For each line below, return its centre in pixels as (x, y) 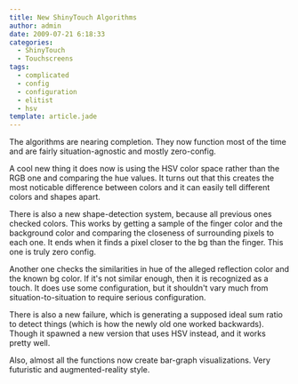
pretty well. (30, 343)
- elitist (35, 100)
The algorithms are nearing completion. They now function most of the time (148, 142)
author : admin (36, 26)
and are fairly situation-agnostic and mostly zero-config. (113, 151)
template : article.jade (53, 116)
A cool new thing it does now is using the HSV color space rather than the (145, 169)
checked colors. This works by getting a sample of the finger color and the (146, 224)
